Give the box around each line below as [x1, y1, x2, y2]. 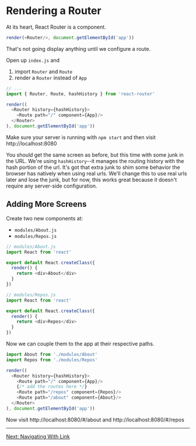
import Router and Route [14, 68, 73, 75]
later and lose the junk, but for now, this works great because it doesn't [6, 176, 177, 183]
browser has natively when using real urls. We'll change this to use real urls [6, 170, 187, 177]
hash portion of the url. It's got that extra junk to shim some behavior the [6, 164, 180, 171]
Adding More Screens [6, 199, 87, 209]
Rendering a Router [6, 4, 101, 18]
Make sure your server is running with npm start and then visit [6, 133, 156, 141]
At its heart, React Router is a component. [6, 23, 106, 30]
